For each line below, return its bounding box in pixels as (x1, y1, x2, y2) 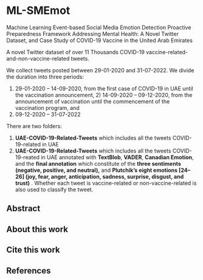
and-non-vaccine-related (6, 55, 70, 62)
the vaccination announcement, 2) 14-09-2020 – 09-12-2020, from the (15, 91, 193, 98)
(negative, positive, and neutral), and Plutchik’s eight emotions (15, 166, 178, 174)
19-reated (15, 153, 40, 161)
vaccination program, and (15, 104, 80, 111)
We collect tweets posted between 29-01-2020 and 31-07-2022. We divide (6, 66, 194, 73)
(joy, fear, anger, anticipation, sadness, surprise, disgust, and (25, 172, 184, 180)
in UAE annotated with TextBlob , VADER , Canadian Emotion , (40, 153, 194, 161)
